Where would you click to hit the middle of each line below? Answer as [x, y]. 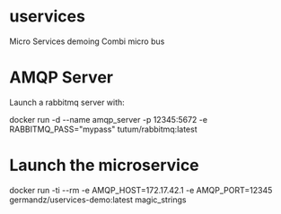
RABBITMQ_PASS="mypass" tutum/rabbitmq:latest [103, 129]
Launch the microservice [104, 165]
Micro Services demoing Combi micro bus [87, 41]
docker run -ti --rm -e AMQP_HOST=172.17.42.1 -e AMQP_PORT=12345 [141, 190]
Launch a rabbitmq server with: [67, 102]
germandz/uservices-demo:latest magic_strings [98, 200]
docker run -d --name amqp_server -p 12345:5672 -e [109, 119]
